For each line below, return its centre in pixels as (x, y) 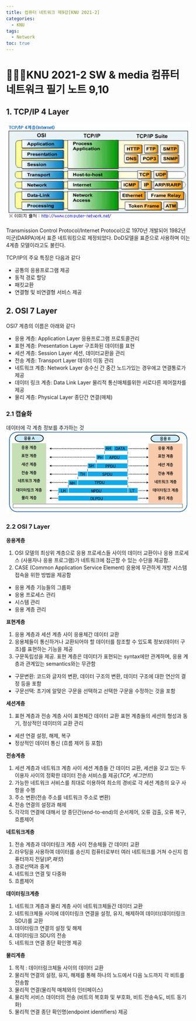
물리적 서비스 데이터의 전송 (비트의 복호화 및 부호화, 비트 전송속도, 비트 (95, 997)
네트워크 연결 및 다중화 (40, 874)
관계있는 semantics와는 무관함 (61, 663)
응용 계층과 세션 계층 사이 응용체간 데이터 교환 (67, 634)
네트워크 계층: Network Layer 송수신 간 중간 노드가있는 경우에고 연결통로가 (100, 368)
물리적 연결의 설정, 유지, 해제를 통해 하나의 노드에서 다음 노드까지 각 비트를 (99, 975)
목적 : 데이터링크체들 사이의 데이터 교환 (59, 968)
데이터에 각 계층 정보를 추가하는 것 (45, 428)
